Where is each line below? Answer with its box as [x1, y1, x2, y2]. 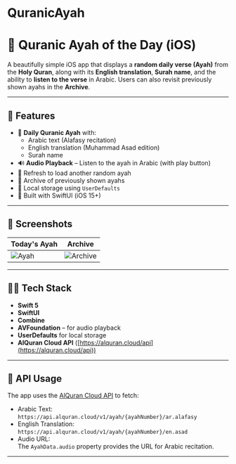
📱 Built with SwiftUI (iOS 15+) [17, 191, 102, 200]
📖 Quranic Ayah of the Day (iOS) [7, 37, 197, 53]
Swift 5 [17, 301, 39, 309]
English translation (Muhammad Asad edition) [27, 143, 160, 152]
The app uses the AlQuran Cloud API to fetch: [7, 392, 139, 400]
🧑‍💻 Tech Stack [7, 283, 72, 295]
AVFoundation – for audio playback [17, 323, 122, 332]
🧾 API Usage [7, 373, 63, 385]
